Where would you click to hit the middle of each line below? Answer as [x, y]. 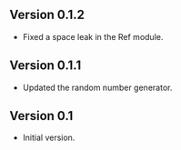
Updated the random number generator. [97, 87]
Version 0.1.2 [47, 15]
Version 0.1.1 [45, 66]
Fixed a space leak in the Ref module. [93, 36]
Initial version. [49, 138]
